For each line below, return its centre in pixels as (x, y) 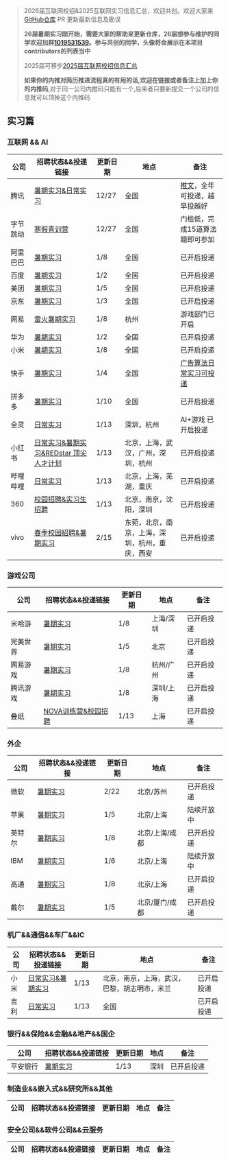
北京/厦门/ (153, 903)
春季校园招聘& (57, 532)
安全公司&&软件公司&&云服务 (55, 1130)
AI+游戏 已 (197, 419)
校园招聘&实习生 (60, 499)
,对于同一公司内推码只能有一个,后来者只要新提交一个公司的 (130, 89)
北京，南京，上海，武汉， (144, 978)
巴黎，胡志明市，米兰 (137, 989)
